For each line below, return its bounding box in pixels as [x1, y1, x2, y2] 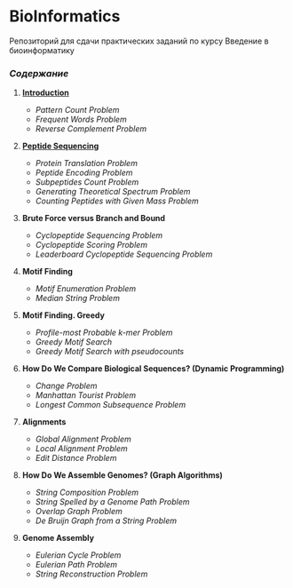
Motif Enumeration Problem [35, 283, 137, 294]
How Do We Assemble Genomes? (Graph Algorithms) [21, 470, 224, 481]
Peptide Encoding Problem [35, 167, 133, 179]
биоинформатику [9, 44, 75, 55]
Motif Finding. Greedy [21, 310, 105, 321]
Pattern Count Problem [35, 105, 120, 115]
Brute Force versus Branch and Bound [21, 213, 166, 224]
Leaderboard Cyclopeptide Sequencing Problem [35, 249, 213, 259]
